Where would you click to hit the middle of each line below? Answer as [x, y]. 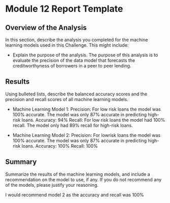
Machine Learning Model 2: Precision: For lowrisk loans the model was [87, 135]
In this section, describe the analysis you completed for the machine [77, 40]
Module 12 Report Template [64, 9]
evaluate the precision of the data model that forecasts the [74, 60]
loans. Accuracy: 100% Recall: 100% [60, 146]
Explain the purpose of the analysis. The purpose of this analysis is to [85, 55]
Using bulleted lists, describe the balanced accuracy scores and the [76, 94]
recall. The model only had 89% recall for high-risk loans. [73, 125]
